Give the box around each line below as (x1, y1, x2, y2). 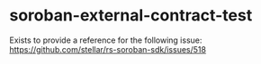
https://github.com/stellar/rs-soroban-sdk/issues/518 (9, 44, 207, 54)
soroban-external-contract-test (9, 5, 253, 26)
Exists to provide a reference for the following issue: (9, 35, 202, 45)
